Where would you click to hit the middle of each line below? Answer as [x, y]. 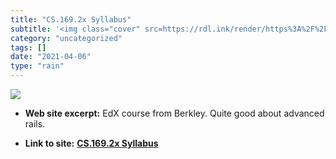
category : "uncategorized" [66, 38]
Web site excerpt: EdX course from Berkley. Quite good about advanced [174, 113]
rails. [35, 124]
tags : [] [28, 47]
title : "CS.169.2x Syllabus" [71, 19]
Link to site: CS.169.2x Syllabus [91, 143]
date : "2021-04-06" [51, 57]
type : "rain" [37, 66]
